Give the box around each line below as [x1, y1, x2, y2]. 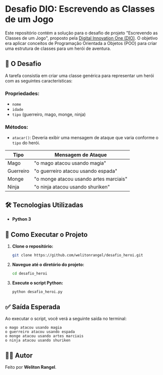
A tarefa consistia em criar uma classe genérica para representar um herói [5, 72, 154, 79]
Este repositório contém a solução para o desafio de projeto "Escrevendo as [5, 30, 158, 36]
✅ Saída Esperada [5, 303, 60, 311]
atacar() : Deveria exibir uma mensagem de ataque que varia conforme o [12, 135, 159, 141]
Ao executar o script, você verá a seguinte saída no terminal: [5, 316, 127, 322]
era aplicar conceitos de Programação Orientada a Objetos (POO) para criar [5, 40, 157, 46]
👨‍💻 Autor [5, 351, 33, 359]
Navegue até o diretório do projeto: [12, 261, 84, 267]
